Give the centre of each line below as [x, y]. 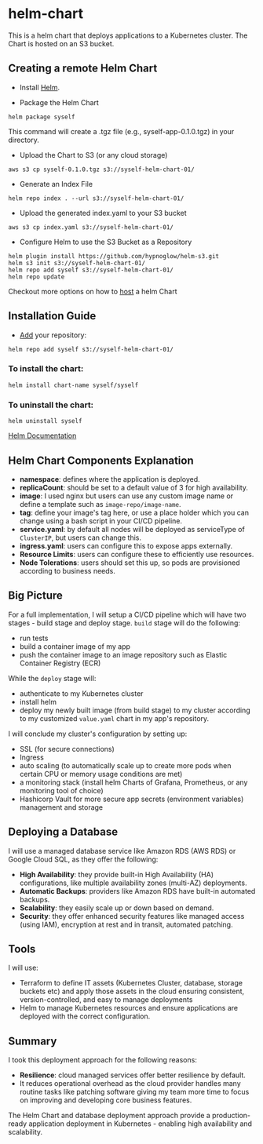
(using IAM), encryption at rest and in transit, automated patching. [126, 924]
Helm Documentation [42, 435]
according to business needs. [67, 570]
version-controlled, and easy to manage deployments [106, 1000]
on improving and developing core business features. [106, 1100]
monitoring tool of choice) [61, 790]
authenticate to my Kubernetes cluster [81, 693]
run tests [34, 638]
